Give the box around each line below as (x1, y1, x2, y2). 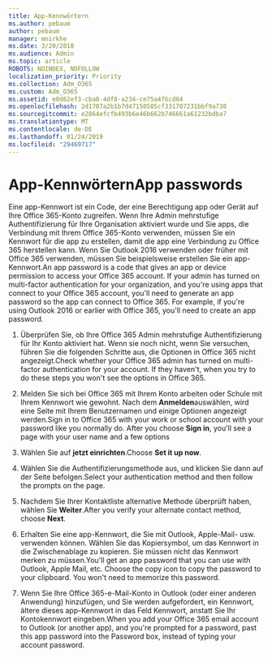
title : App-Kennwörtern (8, 11, 89, 20)
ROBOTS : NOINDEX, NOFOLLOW (8, 65, 100, 73)
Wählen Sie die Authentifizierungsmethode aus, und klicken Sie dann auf (19, 464, 264, 474)
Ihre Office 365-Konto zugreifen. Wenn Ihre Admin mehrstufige (8, 210, 219, 220)
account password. (19, 640, 85, 650)
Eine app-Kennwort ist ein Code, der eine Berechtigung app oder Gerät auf (8, 202, 259, 212)
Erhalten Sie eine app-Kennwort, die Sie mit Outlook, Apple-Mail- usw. (19, 530, 256, 539)
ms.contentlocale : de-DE (8, 125, 93, 133)
